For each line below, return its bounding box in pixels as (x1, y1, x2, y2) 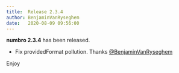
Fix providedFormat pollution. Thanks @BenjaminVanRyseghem (14, 48, 173, 56)
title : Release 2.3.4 (6, 8, 63, 15)
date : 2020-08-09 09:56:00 (6, 20, 80, 26)
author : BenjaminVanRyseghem (6, 14, 80, 21)
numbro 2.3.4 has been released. (6, 37, 90, 44)
